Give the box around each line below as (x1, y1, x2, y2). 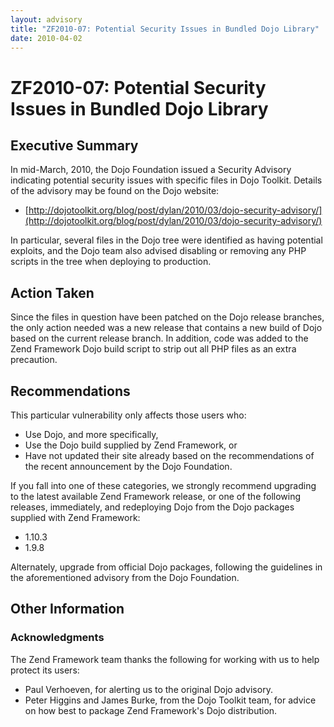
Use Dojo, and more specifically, (24, 429, 159, 440)
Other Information (10, 601, 125, 618)
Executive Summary (10, 137, 139, 154)
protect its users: (10, 664, 80, 676)
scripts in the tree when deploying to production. (10, 256, 212, 268)
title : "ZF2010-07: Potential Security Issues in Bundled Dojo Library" (10, 24, 320, 34)
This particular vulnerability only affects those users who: (10, 409, 247, 421)
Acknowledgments (10, 631, 105, 645)
